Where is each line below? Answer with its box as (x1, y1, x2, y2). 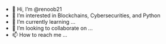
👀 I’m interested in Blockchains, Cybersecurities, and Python (11, 12, 161, 19)
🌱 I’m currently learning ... (11, 18, 76, 25)
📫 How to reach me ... (11, 32, 67, 38)
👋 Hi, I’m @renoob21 (11, 6, 62, 12)
